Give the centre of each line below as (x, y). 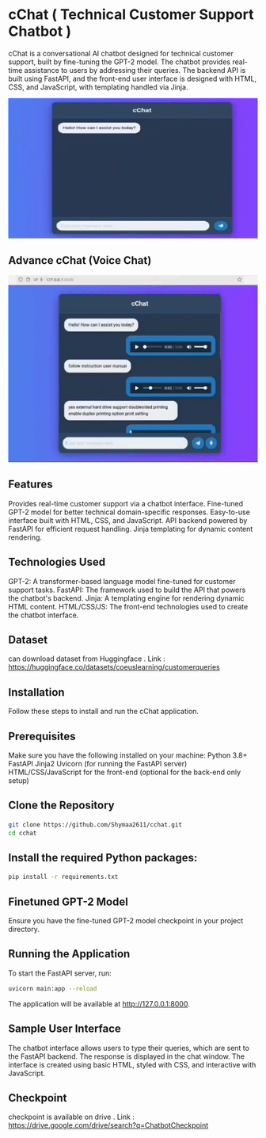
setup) (19, 780)
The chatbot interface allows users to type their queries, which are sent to (129, 1048)
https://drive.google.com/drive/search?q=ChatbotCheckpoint (108, 1125)
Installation (36, 692)
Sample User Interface (65, 1029)
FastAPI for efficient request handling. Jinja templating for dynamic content (131, 529)
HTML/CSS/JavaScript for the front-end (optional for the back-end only (125, 772)
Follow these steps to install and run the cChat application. (104, 712)
